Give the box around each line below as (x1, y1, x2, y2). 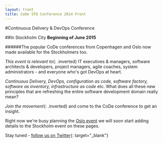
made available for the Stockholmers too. (5, 49, 88, 55)
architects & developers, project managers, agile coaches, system (5, 64, 138, 70)
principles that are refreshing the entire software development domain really (5, 89, 158, 94)
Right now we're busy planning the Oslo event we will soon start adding (5, 118, 149, 124)
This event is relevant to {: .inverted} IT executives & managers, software (5, 58, 150, 64)
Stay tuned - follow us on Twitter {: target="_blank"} (5, 132, 109, 138)
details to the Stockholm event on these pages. (5, 123, 100, 129)
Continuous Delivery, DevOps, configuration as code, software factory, (5, 78, 148, 84)
